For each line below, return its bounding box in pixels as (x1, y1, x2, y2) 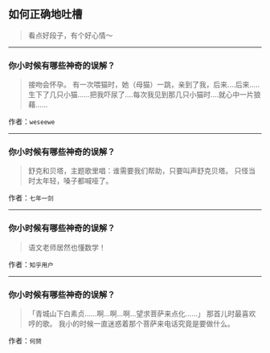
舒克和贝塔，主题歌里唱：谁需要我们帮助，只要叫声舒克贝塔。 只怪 (27, 166, 249, 176)
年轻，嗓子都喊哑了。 (42, 176, 113, 186)
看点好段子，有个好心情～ (27, 30, 113, 40)
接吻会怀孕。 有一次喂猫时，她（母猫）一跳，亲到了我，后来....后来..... (27, 79, 260, 90)
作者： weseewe (8, 117, 55, 127)
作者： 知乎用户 (8, 259, 54, 269)
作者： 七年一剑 (8, 193, 54, 203)
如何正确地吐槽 (8, 7, 83, 22)
